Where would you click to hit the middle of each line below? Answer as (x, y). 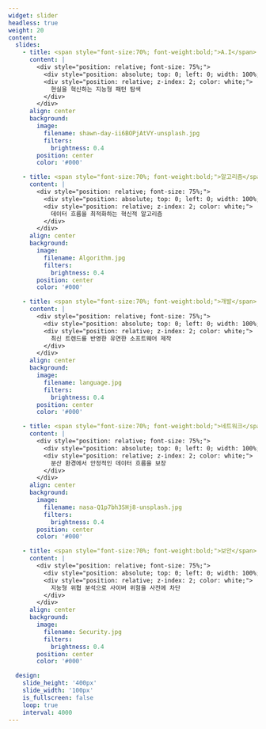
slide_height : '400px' (60, 683)
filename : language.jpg (83, 382)
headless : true (33, 23)
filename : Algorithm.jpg (84, 258)
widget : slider (33, 15)
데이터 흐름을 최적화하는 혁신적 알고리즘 (106, 214)
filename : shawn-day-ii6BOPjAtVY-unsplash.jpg (122, 133)
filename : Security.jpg (83, 632)
